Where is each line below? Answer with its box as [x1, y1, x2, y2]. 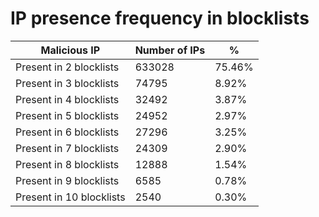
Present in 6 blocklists [15, 125, 120, 139]
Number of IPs [134, 43, 206, 57]
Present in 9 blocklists [15, 173, 120, 187]
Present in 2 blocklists [15, 60, 120, 74]
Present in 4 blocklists [15, 92, 120, 106]
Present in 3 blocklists [15, 76, 120, 90]
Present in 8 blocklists [15, 157, 120, 171]
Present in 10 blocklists [15, 190, 126, 204]
